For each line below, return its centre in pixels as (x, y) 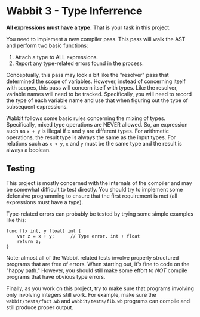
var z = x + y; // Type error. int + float (79, 236)
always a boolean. (28, 150)
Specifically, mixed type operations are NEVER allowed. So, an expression (97, 124)
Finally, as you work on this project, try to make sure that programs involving (100, 288)
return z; (29, 241)
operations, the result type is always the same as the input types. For (91, 137)
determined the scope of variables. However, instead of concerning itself (96, 81)
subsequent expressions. (37, 106)
